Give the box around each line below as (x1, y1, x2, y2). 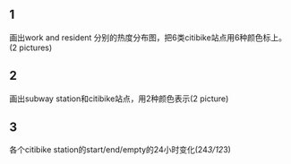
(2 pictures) (9, 42, 53, 53)
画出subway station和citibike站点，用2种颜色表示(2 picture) (9, 93, 229, 104)
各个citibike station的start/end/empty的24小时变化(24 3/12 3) (9, 144, 231, 155)
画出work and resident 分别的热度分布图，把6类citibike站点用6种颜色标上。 (9, 31, 287, 43)
